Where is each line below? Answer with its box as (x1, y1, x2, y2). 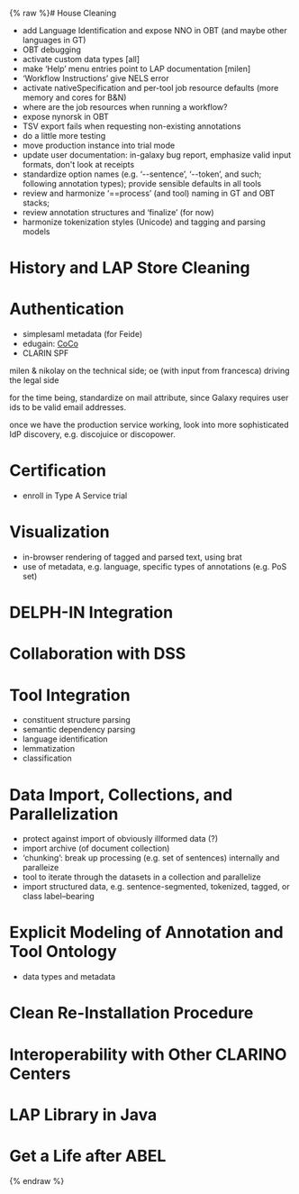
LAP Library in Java (9, 1104, 158, 1125)
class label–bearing (22, 891, 95, 902)
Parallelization (9, 804, 119, 824)
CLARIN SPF (22, 348, 69, 359)
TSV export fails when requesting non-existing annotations (22, 121, 241, 132)
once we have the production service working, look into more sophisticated (9, 419, 290, 431)
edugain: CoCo (22, 338, 79, 350)
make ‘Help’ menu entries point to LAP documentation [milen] (22, 63, 251, 74)
